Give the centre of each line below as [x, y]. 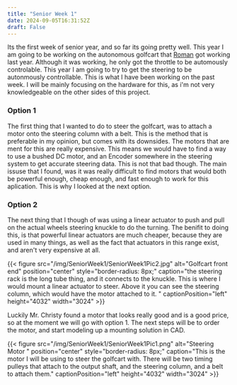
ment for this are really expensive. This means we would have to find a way [117, 149]
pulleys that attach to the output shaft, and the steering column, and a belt [115, 366]
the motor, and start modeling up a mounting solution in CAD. [96, 330]
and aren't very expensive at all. [54, 250]
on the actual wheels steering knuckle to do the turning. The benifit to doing [118, 227]
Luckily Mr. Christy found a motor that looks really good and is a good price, [118, 315]
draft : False [27, 27]
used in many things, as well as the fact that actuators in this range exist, [113, 242]
